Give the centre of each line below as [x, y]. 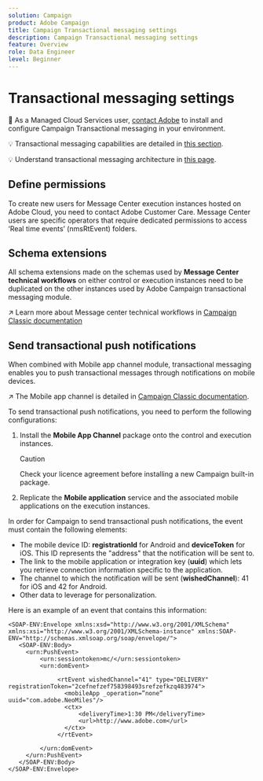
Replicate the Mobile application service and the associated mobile [129, 498]
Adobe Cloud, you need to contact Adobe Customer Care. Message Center [130, 212]
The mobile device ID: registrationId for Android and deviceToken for [132, 545]
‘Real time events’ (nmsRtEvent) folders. [73, 228]
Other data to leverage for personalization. [88, 595]
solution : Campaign [40, 15]
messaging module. [40, 297]
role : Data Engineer [42, 52]
